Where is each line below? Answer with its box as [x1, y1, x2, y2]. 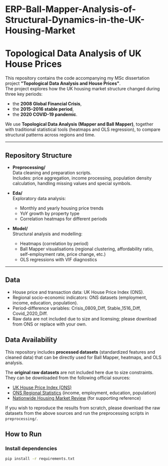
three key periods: [5, 91, 43, 97]
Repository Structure [5, 151, 72, 160]
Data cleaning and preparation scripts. [12, 170, 91, 176]
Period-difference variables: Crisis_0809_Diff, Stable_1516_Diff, [12, 305, 141, 311]
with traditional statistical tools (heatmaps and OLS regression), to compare [5, 126, 161, 132]
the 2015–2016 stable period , [12, 106, 74, 112]
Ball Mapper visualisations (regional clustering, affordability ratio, [19, 246, 154, 252]
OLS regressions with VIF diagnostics [19, 256, 97, 262]
